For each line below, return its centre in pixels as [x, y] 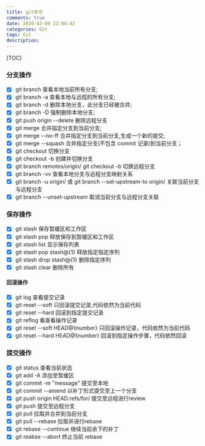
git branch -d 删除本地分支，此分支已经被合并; [73, 105]
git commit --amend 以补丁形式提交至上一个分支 [76, 390]
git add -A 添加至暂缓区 [45, 375]
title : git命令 [25, 12]
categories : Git [27, 29]
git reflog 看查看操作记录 [46, 320]
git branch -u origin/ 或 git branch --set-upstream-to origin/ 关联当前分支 [107, 182]
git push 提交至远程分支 [45, 406]
